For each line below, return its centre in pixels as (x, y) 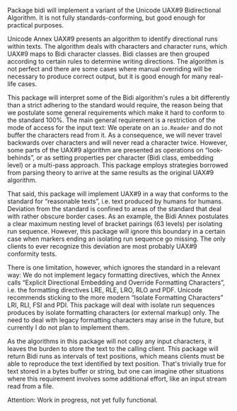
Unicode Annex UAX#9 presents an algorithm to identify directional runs (112, 39)
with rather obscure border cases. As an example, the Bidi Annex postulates (118, 216)
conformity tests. (32, 254)
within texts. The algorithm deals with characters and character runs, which (117, 46)
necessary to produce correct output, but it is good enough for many (108, 76)
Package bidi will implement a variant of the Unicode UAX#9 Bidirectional (114, 10)
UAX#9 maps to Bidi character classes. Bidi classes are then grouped (109, 54)
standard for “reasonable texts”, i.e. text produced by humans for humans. (115, 201)
